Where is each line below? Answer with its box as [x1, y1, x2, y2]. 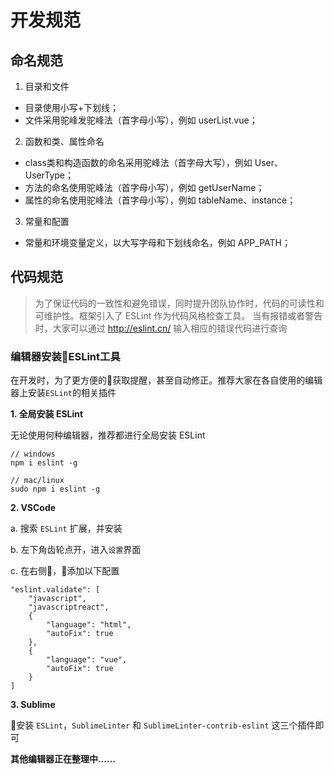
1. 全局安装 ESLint [10, 408, 84, 420]
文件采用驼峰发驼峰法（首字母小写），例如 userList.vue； [24, 114, 258, 126]
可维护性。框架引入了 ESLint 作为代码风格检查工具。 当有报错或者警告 [34, 309, 323, 321]
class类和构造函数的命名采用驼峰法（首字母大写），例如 [24, 157, 253, 168]
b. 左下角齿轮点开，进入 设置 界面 [10, 544, 142, 556]
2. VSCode [10, 502, 57, 514]
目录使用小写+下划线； [24, 102, 120, 113]
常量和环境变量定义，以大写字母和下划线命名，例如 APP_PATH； [24, 237, 291, 248]
